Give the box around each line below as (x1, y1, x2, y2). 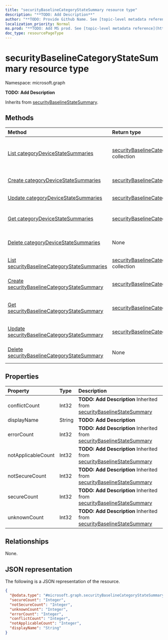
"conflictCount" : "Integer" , (9, 616, 70, 621)
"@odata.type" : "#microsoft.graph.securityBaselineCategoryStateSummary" (9, 593, 166, 598)
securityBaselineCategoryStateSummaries (7, 262, 107, 269)
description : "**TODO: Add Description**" (5, 12, 95, 17)
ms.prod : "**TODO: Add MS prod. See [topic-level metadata (5, 26, 131, 31)
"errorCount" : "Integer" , (9, 611, 64, 616)
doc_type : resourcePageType (5, 31, 64, 36)
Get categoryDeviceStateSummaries (7, 215, 93, 222)
